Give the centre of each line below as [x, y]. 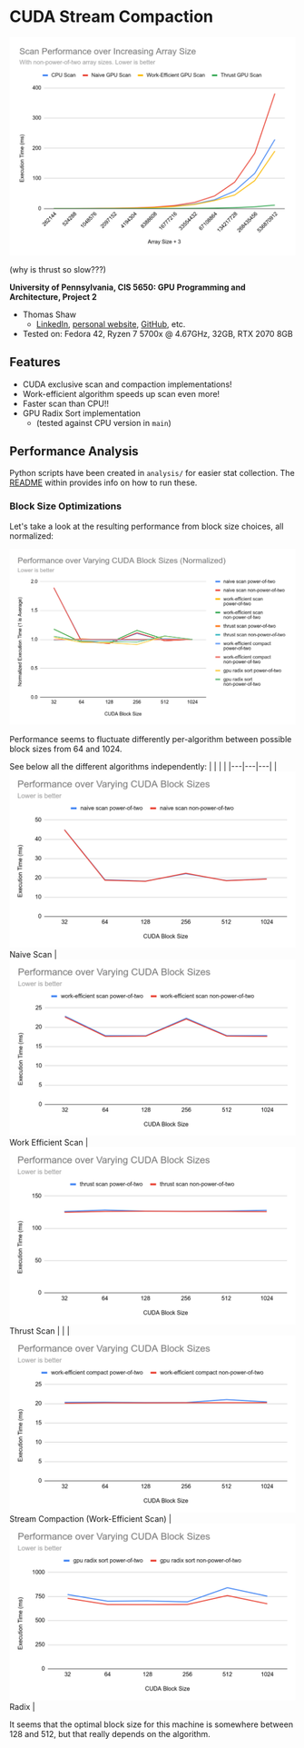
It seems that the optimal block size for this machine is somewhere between [151, 1724]
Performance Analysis [74, 452]
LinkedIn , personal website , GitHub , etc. [111, 323]
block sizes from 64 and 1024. [66, 749]
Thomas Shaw [49, 314]
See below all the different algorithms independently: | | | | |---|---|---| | [143, 767]
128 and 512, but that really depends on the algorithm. [110, 1733]
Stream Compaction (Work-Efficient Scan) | [91, 1518]
